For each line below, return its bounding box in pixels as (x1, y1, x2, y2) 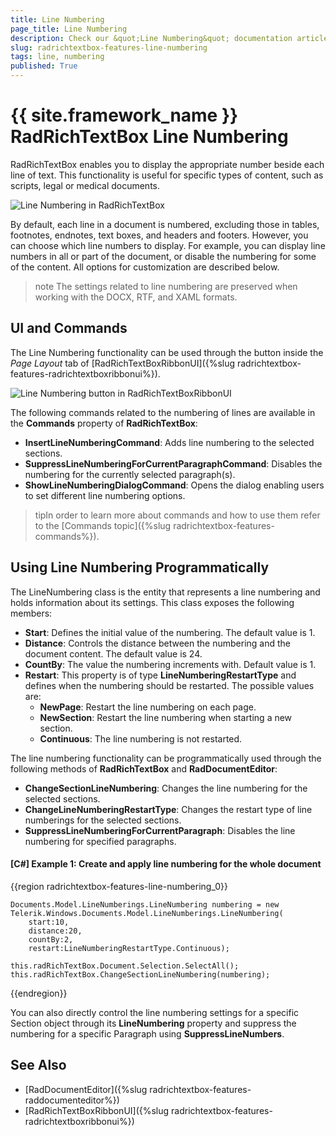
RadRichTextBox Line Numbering (10, 126, 289, 148)
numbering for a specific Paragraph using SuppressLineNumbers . (10, 1027, 285, 1040)
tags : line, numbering (10, 52, 105, 62)
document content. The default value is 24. (24, 647, 203, 660)
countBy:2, (28, 934, 74, 945)
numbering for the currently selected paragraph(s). (24, 468, 236, 480)
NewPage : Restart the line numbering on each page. (39, 701, 257, 713)
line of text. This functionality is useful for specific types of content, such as (10, 169, 324, 181)
